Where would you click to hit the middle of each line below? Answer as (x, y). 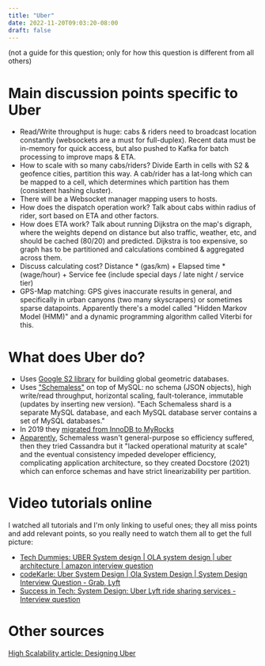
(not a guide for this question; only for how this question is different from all (131, 53)
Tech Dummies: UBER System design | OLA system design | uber (125, 558)
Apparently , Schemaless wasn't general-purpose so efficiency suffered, (137, 438)
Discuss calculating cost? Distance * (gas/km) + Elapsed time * (123, 267)
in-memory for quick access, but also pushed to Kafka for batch (124, 149)
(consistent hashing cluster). (66, 191)
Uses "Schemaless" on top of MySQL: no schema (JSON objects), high (135, 388)
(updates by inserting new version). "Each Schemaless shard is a (125, 404)
